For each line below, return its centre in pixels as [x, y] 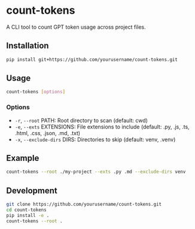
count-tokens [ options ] [36, 92]
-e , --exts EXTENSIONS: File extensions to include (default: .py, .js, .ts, [102, 127]
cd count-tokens [26, 210]
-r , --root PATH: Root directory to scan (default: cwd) [81, 120]
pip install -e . [28, 215]
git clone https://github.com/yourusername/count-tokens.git [84, 204]
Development [32, 190]
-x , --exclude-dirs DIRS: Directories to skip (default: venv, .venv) [95, 139]
